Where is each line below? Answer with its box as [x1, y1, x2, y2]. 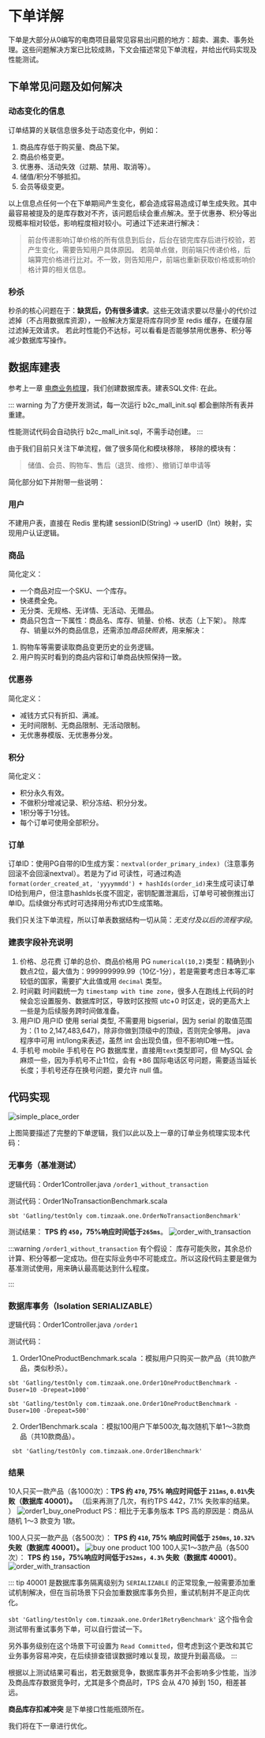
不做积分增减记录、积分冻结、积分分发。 [19, 798, 151, 807]
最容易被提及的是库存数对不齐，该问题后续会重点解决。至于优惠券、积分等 [8, 208, 250, 217]
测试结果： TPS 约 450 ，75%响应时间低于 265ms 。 [8, 1226, 168, 1236]
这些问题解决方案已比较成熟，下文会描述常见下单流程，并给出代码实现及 [21, 44, 257, 54]
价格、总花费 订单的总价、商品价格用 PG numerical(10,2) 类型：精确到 [19, 956, 248, 965]
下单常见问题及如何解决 [8, 80, 122, 93]
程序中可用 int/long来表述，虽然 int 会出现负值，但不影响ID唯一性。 [19, 1035, 238, 1045]
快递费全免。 [19, 596, 62, 606]
